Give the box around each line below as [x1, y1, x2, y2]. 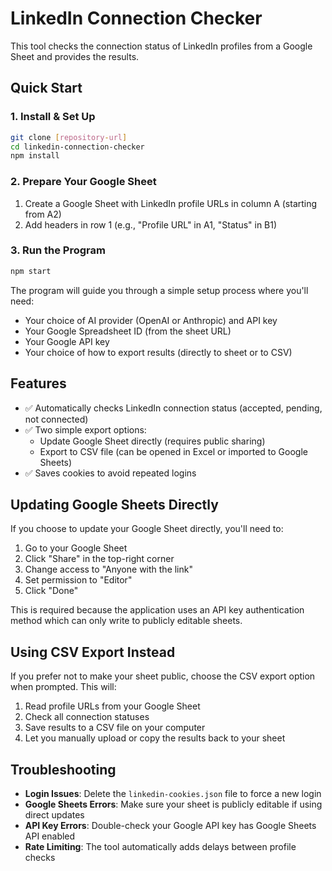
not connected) [24, 413, 89, 425]
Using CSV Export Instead [10, 643, 176, 661]
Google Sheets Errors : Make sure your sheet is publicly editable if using [24, 798, 323, 810]
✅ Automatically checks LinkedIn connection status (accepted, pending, [24, 402, 323, 414]
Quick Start [10, 80, 83, 97]
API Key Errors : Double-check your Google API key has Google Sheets [24, 819, 317, 831]
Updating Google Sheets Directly [10, 496, 219, 513]
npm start [10, 266, 52, 276]
